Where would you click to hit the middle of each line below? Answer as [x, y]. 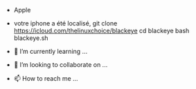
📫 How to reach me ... [46, 78]
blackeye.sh [31, 38]
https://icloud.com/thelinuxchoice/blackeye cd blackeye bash [101, 31]
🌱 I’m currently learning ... [51, 51]
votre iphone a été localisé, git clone [65, 23]
